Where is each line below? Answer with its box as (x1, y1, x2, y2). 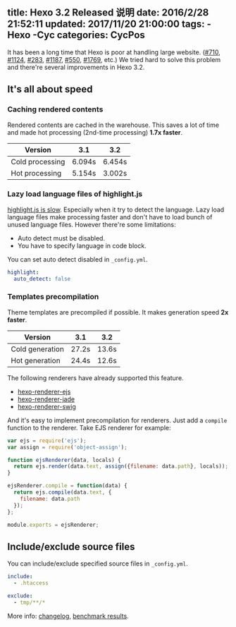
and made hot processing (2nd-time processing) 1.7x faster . (7, 128, 183, 136)
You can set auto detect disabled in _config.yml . (7, 255, 148, 263)
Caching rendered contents (7, 104, 104, 114)
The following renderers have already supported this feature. (7, 373, 185, 382)
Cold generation (11, 344, 65, 354)
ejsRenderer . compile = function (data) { (7, 482, 128, 489)
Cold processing (11, 157, 66, 166)
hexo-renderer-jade (17, 394, 75, 403)
